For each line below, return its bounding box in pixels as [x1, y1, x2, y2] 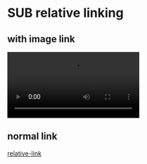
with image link [7, 33, 75, 45]
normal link [7, 130, 58, 142]
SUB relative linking [7, 5, 124, 21]
